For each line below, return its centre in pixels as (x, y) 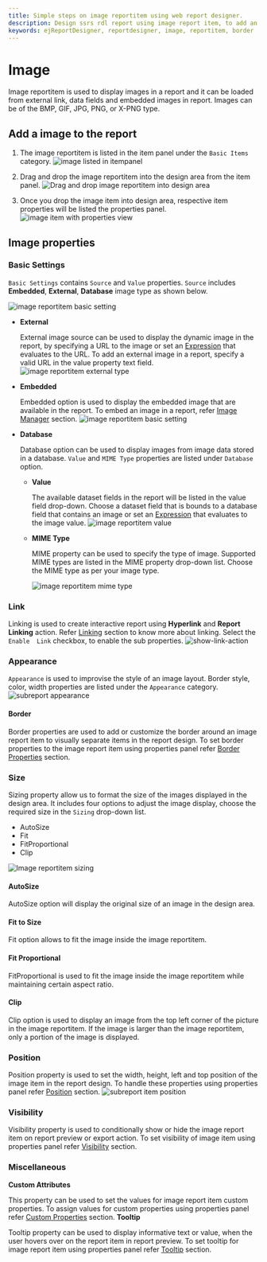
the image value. (59, 523)
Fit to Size (25, 922)
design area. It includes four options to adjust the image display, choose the (132, 803)
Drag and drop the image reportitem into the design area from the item (135, 177)
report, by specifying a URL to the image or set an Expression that (128, 345)
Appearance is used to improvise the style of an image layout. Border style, (129, 679)
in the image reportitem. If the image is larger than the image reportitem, (126, 1028)
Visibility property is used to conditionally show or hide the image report (126, 1130)
